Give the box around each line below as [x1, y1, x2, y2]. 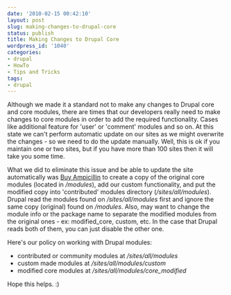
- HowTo [7, 62, 30, 69]
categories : [7, 49, 42, 56]
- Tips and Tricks [7, 68, 60, 75]
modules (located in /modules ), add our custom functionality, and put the [7, 180, 216, 189]
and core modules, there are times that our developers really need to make [7, 108, 221, 116]
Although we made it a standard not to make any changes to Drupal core [7, 100, 215, 109]
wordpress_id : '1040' [7, 42, 70, 49]
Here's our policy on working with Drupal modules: [7, 238, 153, 247]
